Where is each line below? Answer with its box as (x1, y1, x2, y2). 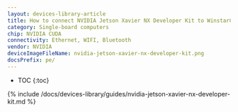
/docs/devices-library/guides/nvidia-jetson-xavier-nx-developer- (40, 89, 230, 98)
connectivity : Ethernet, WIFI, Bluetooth (7, 37, 132, 44)
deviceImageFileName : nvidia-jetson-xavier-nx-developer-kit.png (7, 50, 204, 57)
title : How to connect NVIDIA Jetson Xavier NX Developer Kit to (7, 17, 204, 24)
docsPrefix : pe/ (7, 57, 55, 64)
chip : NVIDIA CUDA (7, 30, 62, 38)
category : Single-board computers (7, 23, 110, 30)
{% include (7, 89, 40, 98)
